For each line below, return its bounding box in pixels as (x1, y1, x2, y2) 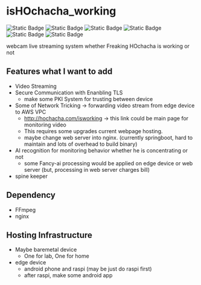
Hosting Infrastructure (6, 230, 92, 240)
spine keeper (14, 172, 48, 180)
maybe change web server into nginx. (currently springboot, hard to (24, 134, 193, 141)
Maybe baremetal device (14, 246, 77, 254)
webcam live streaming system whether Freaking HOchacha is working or (6, 42, 190, 50)
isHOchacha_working (6, 4, 116, 18)
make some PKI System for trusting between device (24, 95, 153, 102)
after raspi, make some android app (24, 272, 113, 279)
